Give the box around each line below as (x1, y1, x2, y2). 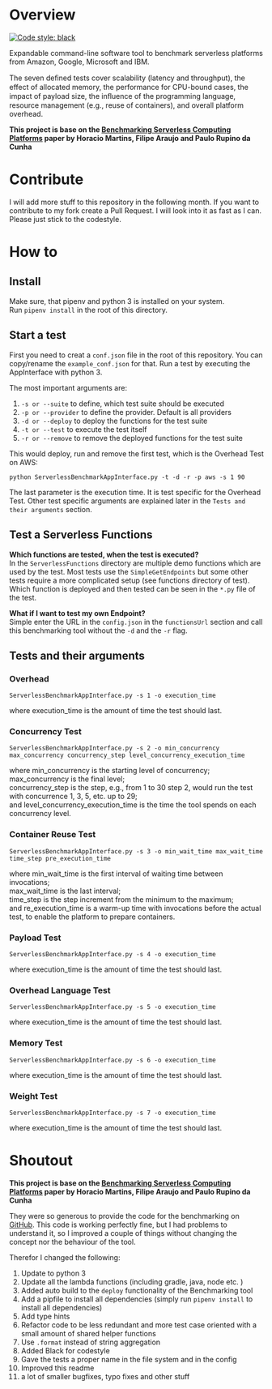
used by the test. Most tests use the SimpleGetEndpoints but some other (9, 566, 249, 576)
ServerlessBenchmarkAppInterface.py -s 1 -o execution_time (9, 691, 217, 700)
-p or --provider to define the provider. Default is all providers (20, 407, 232, 417)
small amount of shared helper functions (20, 1328, 156, 1338)
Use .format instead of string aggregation (20, 1337, 161, 1347)
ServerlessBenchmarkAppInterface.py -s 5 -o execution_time (9, 1003, 217, 1011)
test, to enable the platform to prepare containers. (9, 912, 176, 921)
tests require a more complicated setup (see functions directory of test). (9, 575, 250, 585)
